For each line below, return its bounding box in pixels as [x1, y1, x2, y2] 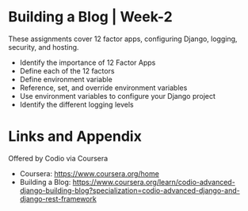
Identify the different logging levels [19, 100, 134, 109]
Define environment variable [19, 74, 113, 84]
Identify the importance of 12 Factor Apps [19, 58, 156, 67]
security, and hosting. [8, 42, 79, 51]
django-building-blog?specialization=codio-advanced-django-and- [19, 186, 240, 195]
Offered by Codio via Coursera [8, 153, 109, 163]
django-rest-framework [19, 194, 97, 203]
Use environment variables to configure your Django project [19, 91, 216, 100]
